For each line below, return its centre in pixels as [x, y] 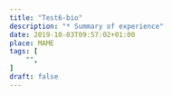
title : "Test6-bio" [46, 18]
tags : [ [24, 52]
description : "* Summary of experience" [87, 26]
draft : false [34, 77]
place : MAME [32, 43]
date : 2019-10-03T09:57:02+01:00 [72, 34]
